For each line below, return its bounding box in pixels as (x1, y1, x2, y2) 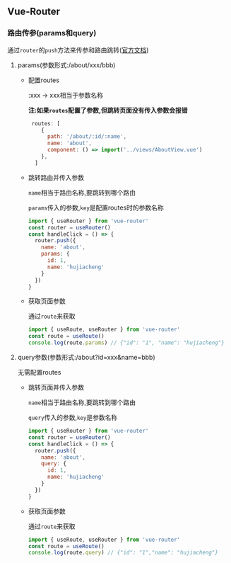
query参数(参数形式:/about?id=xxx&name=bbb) (17, 353, 155, 362)
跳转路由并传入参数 (28, 173, 85, 181)
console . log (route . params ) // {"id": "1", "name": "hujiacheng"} (28, 339, 225, 346)
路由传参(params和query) (7, 28, 97, 38)
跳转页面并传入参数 (28, 383, 85, 392)
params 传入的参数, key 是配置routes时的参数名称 (28, 203, 164, 212)
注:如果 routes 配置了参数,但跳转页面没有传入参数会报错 (28, 106, 188, 114)
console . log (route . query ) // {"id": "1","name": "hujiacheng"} (28, 549, 219, 557)
